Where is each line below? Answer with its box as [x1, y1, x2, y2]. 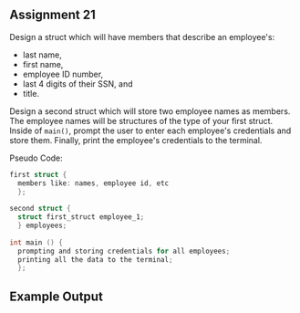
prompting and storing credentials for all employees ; [17, 246, 231, 256]
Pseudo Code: [9, 152, 64, 163]
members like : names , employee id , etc [17, 178, 170, 188]
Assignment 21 [9, 7, 96, 23]
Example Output [9, 288, 103, 304]
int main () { [9, 237, 64, 247]
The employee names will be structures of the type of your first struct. [9, 115, 274, 126]
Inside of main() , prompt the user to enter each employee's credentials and [9, 125, 292, 136]
